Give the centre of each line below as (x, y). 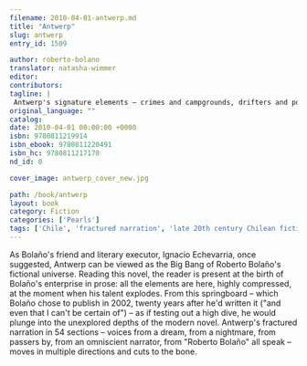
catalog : (26, 120)
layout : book (34, 203)
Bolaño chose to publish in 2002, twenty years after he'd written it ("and (145, 303)
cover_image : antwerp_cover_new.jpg (79, 178)
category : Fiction (44, 212)
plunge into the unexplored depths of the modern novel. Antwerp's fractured (153, 322)
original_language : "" (53, 110)
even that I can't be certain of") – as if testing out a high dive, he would (143, 312)
